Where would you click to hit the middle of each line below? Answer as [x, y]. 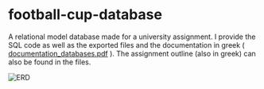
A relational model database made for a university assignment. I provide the [132, 37]
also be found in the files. [50, 62]
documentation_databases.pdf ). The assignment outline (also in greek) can [132, 53]
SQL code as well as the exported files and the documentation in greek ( [126, 44]
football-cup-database [85, 15]
